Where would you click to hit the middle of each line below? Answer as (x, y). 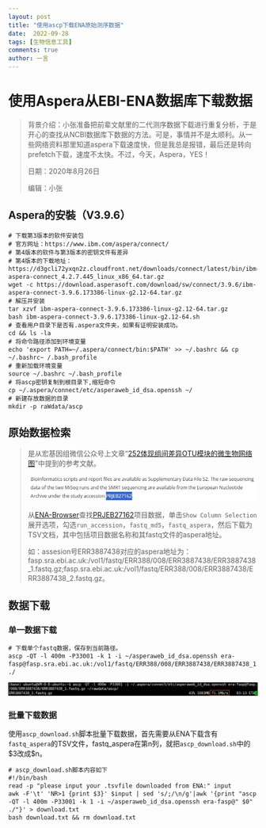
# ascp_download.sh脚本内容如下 (58, 770)
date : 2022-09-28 (38, 33)
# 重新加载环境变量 (36, 366)
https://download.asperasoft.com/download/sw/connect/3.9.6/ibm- (147, 284)
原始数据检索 (40, 433)
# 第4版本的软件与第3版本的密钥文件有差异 (68, 252)
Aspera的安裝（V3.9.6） (70, 215)
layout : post (30, 17)
